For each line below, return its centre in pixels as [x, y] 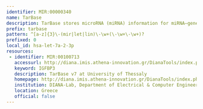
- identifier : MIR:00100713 [44, 57]
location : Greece [36, 91]
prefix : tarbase [27, 29]
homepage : [27, 79]
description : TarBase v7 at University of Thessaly [81, 74]
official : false [35, 96]
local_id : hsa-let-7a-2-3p [40, 46]
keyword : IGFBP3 [35, 68]
